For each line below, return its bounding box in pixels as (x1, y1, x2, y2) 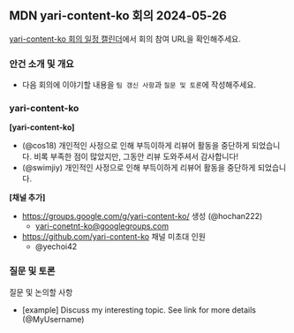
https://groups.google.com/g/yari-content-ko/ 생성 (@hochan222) (21, 211, 263, 222)
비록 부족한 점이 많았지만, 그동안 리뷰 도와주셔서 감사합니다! (34, 151, 239, 162)
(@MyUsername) (21, 314, 85, 324)
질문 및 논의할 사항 (9, 286, 73, 298)
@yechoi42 (34, 241, 78, 252)
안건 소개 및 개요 (9, 57, 74, 70)
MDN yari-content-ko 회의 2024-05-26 (9, 8, 227, 24)
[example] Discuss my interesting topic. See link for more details (21, 304, 257, 315)
